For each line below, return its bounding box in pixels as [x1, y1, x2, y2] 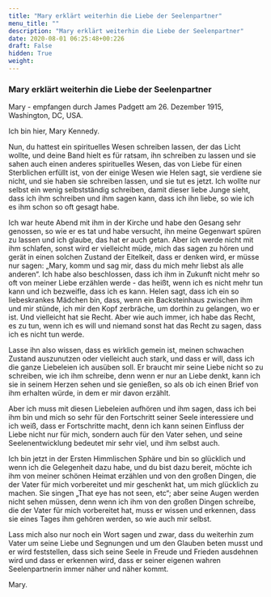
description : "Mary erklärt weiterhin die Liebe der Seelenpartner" [8, 27, 244, 35]
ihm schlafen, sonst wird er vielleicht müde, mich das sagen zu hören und [8, 243, 254, 253]
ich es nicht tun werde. [8, 329, 85, 340]
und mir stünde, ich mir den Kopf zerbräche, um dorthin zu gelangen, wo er [8, 304, 260, 314]
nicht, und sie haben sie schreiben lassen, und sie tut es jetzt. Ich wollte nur [8, 176, 261, 186]
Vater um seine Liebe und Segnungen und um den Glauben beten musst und [8, 539, 264, 548]
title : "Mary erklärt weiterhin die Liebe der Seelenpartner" [8, 11, 222, 20]
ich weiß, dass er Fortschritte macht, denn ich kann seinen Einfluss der [8, 421, 245, 431]
